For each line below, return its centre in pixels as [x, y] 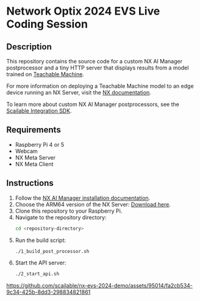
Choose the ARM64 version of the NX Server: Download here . [93, 204]
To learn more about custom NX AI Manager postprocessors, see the [93, 104]
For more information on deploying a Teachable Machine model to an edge [100, 86]
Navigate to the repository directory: [61, 217]
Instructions [30, 183]
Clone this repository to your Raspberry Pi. [69, 211]
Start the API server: [41, 263]
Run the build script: [40, 240]
